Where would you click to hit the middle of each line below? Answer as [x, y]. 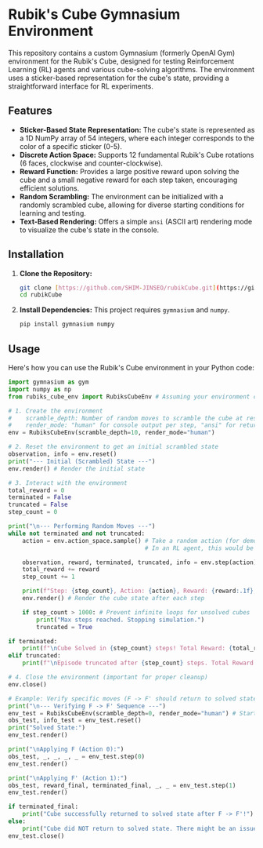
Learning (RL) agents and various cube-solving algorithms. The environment [131, 69]
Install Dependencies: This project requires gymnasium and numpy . [124, 310]
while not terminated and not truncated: [77, 533]
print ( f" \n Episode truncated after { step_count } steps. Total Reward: [140, 663]
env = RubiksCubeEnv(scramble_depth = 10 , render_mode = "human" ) [112, 433]
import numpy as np [40, 389]
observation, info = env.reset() [63, 454]
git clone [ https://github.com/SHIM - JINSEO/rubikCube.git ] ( [119, 288]
